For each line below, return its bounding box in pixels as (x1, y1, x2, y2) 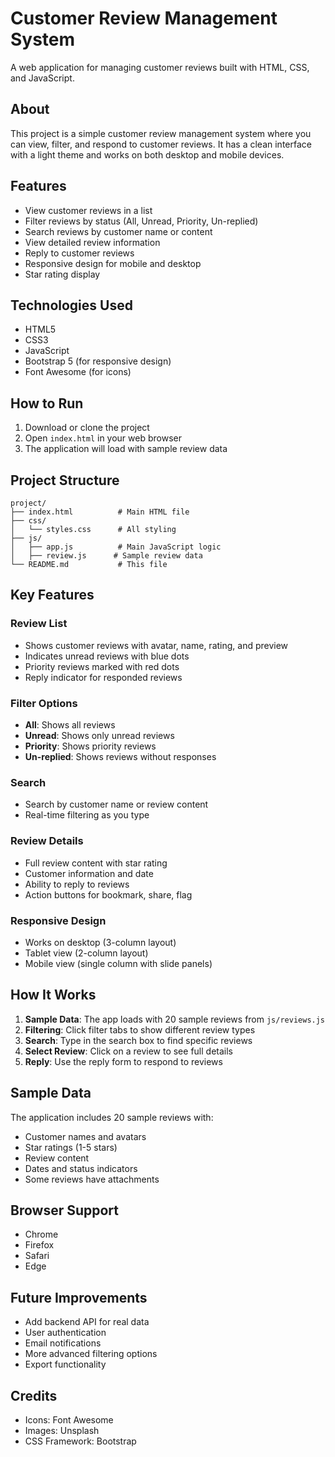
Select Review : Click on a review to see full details (24, 1045, 233, 1057)
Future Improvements (10, 1289, 148, 1306)
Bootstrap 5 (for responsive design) (24, 355, 172, 367)
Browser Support (10, 1202, 120, 1219)
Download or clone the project (24, 422, 150, 434)
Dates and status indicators (24, 1162, 138, 1174)
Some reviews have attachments (24, 1173, 160, 1185)
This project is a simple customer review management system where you (10, 127, 312, 139)
